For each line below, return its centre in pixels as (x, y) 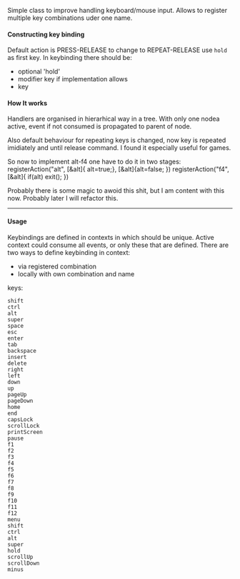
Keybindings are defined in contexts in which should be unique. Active (111, 237)
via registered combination (57, 266)
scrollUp (20, 557)
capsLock (20, 419)
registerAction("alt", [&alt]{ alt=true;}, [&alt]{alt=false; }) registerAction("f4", (119, 169)
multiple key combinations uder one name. (70, 18)
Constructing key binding (46, 34)
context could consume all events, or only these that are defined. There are (118, 245)
